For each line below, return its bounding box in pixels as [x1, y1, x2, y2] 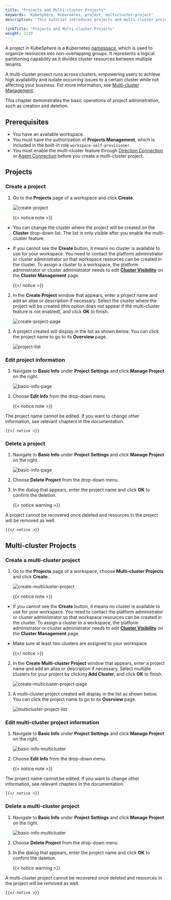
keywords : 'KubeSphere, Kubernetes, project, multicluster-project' [5, 12, 154, 17]
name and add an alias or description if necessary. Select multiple [12, 665, 151, 672]
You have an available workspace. [12, 131, 84, 137]
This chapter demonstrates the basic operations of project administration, [5, 98, 160, 104]
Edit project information [5, 356, 65, 363]
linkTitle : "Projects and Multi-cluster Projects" [5, 26, 115, 31]
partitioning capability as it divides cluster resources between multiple [5, 56, 153, 62]
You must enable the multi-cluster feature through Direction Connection [12, 147, 163, 153]
